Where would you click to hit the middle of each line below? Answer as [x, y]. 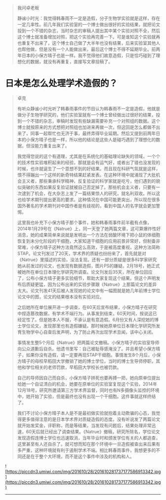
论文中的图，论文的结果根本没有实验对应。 [61, 297]
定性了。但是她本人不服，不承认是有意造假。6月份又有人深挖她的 [88, 319]
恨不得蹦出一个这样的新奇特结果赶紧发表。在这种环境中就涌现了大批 [86, 175]
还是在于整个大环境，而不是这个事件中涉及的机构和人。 [78, 456]
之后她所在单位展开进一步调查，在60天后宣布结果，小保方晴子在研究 [87, 307]
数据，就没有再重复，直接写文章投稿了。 [71, 62]
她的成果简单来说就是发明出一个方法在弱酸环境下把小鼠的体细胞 [95, 235]
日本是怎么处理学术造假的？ [62, 83]
